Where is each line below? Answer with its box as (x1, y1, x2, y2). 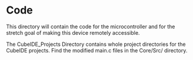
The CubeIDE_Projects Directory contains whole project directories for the (6, 41, 186, 48)
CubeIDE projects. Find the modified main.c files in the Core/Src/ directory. (6, 46, 188, 54)
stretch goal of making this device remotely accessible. (6, 29, 140, 36)
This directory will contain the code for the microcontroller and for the (6, 23, 175, 30)
